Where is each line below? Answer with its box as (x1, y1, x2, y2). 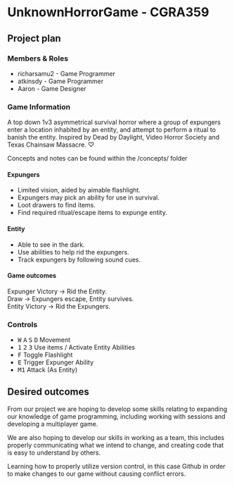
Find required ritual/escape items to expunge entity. (17, 209, 167, 217)
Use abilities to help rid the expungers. (17, 247, 130, 256)
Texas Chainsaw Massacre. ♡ (7, 140, 95, 149)
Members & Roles (7, 54, 69, 63)
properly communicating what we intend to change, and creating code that (7, 441, 224, 449)
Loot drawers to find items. (17, 201, 96, 209)
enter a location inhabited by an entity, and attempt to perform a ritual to (7, 125, 216, 134)
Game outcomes (7, 271, 57, 280)
